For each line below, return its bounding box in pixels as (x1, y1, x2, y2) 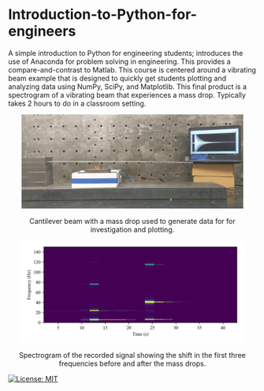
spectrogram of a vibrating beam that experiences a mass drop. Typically (8, 90, 247, 99)
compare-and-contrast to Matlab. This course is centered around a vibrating (8, 65, 256, 74)
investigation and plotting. (90, 225, 175, 234)
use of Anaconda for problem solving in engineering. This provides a (8, 57, 231, 66)
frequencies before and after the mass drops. (58, 359, 206, 368)
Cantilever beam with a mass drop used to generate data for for (29, 216, 236, 225)
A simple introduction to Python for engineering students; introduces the (8, 48, 244, 58)
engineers (8, 22, 76, 40)
